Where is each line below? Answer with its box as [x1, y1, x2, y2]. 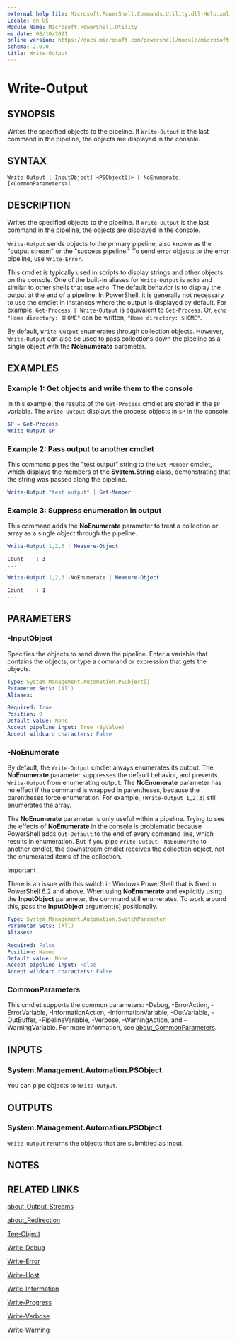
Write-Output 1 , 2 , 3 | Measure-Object [7, 542, 119, 550]
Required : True [7, 704, 52, 712]
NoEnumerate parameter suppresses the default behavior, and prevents [7, 771, 218, 779]
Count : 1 [7, 587, 46, 594]
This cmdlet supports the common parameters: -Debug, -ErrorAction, [7, 1001, 210, 1009]
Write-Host [7, 1271, 40, 1279]
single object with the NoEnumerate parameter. [7, 342, 146, 350]
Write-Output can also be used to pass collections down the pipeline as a [7, 334, 221, 343]
